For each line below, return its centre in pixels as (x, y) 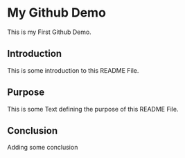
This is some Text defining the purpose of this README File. (93, 109)
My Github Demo (56, 13)
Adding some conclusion (43, 148)
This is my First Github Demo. (49, 32)
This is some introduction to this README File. (73, 70)
